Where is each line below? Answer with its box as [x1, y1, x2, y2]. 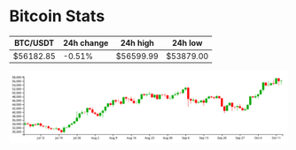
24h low [171, 38, 203, 49]
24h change [63, 38, 109, 49]
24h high [120, 38, 155, 49]
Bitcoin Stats [9, 6, 105, 26]
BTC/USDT [14, 38, 55, 49]
